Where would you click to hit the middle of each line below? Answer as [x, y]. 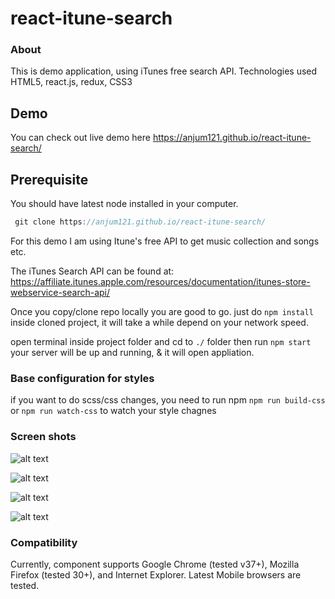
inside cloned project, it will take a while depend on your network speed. [159, 322]
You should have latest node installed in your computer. [124, 204]
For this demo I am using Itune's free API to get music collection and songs [165, 241]
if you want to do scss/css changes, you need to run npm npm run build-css [168, 400]
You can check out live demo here [80, 138]
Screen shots [43, 437]
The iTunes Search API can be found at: [92, 271]
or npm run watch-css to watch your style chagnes [113, 411]
